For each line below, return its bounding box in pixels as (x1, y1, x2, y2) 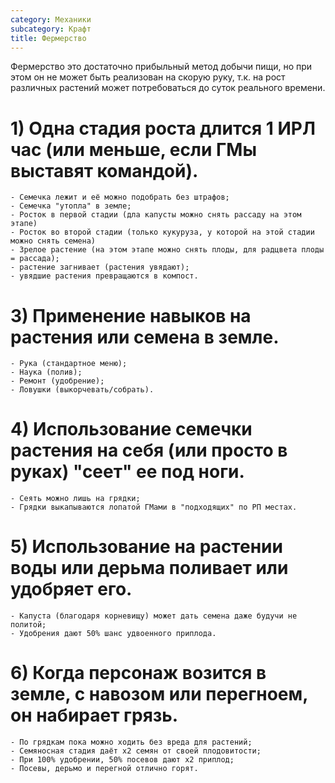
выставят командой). (10, 159, 199, 182)
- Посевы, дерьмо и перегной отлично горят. (10, 764, 199, 774)
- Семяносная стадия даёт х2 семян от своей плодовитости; (10, 746, 262, 756)
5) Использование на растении (10, 536, 283, 558)
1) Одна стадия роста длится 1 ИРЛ (10, 117, 316, 140)
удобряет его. (10, 578, 133, 601)
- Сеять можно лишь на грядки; (10, 494, 141, 504)
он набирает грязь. (10, 704, 179, 727)
